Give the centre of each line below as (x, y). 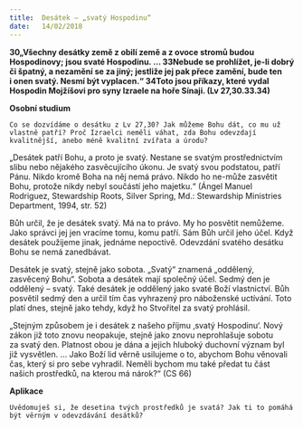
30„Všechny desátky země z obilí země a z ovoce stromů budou (132, 52)
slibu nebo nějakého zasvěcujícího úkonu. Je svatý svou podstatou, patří (145, 167)
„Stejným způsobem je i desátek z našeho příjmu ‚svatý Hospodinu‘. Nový (146, 325)
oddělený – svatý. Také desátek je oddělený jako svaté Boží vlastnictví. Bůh (149, 288)
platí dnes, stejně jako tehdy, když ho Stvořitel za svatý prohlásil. (130, 308)
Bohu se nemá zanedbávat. (60, 252)
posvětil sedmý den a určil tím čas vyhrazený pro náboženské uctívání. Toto (151, 298)
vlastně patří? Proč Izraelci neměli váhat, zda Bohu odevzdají (133, 132)
